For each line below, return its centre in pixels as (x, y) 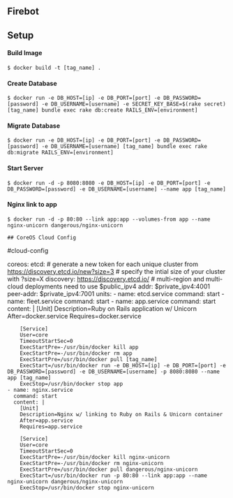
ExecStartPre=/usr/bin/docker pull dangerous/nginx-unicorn (109, 469)
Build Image (25, 53)
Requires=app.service (51, 426)
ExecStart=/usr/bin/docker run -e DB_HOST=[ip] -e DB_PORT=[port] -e (123, 365)
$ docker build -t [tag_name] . (54, 68)
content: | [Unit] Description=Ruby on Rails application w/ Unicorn (102, 308)
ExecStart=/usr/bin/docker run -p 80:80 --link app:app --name (114, 475)
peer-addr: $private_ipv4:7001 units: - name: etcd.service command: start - (116, 293)
